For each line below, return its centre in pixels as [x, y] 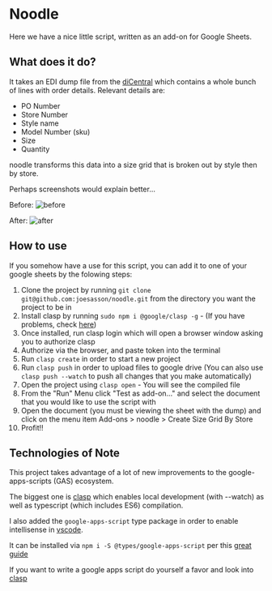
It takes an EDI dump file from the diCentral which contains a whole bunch [133, 81]
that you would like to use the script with [88, 401]
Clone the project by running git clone [86, 289]
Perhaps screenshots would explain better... [83, 189]
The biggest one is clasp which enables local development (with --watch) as [137, 497]
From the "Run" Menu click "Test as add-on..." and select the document [140, 393]
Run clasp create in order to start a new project [101, 358]
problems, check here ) [59, 324]
